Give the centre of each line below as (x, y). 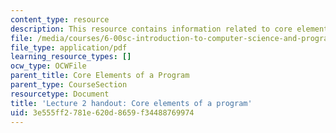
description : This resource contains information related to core (151, 29)
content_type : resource (60, 19)
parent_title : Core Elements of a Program (100, 76)
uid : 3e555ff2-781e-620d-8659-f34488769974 (102, 112)
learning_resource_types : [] (71, 57)
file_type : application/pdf (69, 47)
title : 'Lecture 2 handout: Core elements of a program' (131, 103)
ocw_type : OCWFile (48, 66)
